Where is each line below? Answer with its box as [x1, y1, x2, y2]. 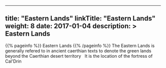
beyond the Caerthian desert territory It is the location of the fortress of [5, 53, 153, 59]
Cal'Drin [5, 58, 22, 64]
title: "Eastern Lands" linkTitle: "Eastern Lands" [5, 14, 156, 23]
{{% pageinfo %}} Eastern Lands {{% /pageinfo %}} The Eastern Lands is [5, 43, 155, 48]
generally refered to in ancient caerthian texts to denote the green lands [5, 47, 152, 54]
